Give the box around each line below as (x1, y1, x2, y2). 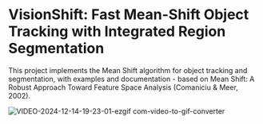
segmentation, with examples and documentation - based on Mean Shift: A (8, 74, 255, 83)
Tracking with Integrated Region (8, 22, 226, 41)
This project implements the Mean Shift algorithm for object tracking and (8, 65, 248, 75)
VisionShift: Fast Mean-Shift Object (8, 6, 249, 24)
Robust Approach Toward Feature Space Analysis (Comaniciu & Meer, (8, 82, 238, 92)
